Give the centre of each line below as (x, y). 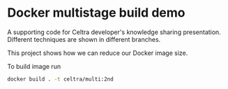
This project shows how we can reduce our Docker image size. (98, 53)
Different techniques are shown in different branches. (84, 39)
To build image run (34, 66)
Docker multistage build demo (96, 13)
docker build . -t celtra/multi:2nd (60, 79)
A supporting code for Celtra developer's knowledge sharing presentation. (114, 32)
